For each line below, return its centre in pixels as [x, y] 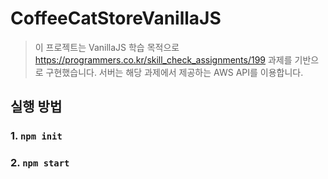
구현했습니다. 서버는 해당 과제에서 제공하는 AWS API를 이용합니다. [174, 72]
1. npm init [36, 136]
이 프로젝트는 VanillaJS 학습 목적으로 [107, 47]
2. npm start [40, 163]
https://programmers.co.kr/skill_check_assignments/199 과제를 [163, 59]
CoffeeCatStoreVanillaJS [116, 18]
